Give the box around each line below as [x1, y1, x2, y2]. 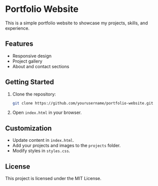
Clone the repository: [12, 91, 56, 97]
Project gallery [12, 58, 42, 64]
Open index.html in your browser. [12, 109, 82, 115]
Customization [5, 124, 52, 132]
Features [5, 40, 33, 48]
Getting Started [5, 78, 54, 87]
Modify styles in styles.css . [12, 148, 71, 154]
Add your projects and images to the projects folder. [12, 143, 121, 149]
